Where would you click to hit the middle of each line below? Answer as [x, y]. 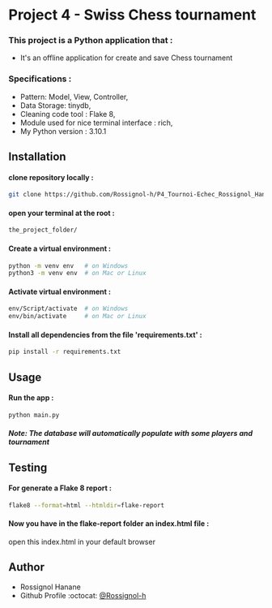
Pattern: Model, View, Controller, [74, 97]
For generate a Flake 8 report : [60, 488]
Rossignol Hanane [50, 587]
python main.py [34, 415]
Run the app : [31, 398]
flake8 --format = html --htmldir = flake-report [86, 505]
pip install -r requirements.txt [65, 352]
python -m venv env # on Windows [68, 265]
